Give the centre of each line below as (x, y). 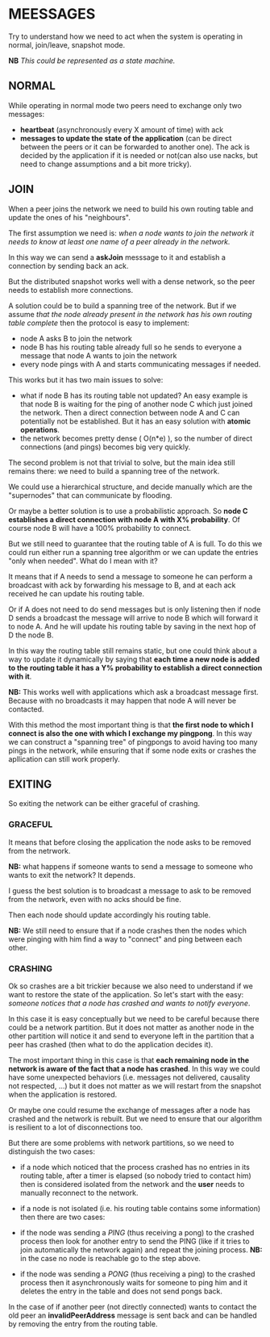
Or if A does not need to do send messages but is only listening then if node (135, 609)
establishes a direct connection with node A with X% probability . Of (124, 519)
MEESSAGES (52, 14)
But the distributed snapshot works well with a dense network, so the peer (132, 281)
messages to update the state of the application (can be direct (126, 138)
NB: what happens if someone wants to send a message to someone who (131, 866)
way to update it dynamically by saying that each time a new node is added (134, 659)
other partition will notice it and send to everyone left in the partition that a (131, 1036)
